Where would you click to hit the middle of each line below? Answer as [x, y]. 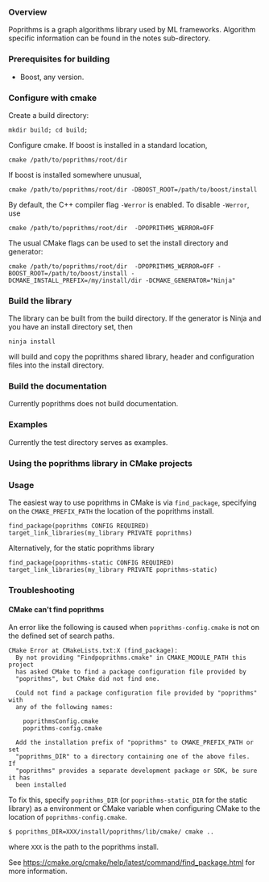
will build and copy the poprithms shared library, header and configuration [131, 357]
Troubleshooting [41, 590]
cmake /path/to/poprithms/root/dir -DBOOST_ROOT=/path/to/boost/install [133, 189]
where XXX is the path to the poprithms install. [84, 847]
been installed [41, 785]
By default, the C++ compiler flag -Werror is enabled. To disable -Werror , [129, 204]
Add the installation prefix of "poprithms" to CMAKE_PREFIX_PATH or [134, 743]
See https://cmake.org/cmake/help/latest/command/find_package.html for [132, 863]
